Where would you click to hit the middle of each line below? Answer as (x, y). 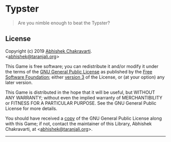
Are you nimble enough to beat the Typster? (64, 23)
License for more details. (31, 108)
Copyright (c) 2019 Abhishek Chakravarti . (49, 51)
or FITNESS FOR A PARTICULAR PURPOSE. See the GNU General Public (81, 103)
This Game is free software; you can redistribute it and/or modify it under (82, 66)
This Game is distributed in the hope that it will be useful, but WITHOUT (80, 92)
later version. (19, 82)
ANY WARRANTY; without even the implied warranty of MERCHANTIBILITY (84, 97)
